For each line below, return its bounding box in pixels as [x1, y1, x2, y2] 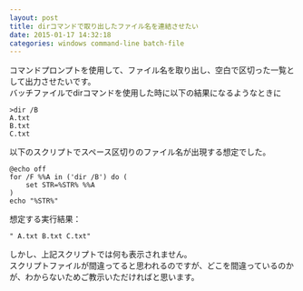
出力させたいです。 [24, 76, 96, 87]
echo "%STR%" [9, 196, 59, 206]
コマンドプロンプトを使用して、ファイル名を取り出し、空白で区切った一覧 [9, 65, 288, 75]
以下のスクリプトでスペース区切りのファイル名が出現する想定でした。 [9, 146, 271, 157]
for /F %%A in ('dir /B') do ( [9, 173, 128, 182]
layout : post [9, 13, 59, 23]
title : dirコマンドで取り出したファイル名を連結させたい [9, 22, 200, 31]
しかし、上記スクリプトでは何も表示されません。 [9, 249, 192, 260]
